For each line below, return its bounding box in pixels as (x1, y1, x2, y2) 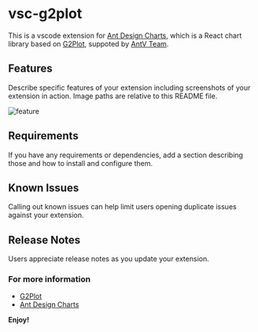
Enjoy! (8, 315, 30, 325)
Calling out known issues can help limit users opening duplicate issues (8, 202, 238, 212)
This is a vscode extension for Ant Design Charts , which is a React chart (8, 31, 242, 40)
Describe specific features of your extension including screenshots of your (8, 83, 251, 92)
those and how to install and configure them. (8, 158, 153, 168)
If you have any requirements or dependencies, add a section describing (8, 150, 244, 160)
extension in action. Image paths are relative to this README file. (8, 91, 218, 101)
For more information (8, 274, 91, 285)
